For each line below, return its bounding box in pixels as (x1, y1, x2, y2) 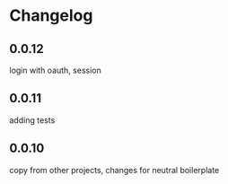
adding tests (9, 114, 56, 126)
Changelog (9, 5, 93, 26)
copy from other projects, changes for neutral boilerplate (9, 164, 220, 175)
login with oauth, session (9, 65, 101, 75)
